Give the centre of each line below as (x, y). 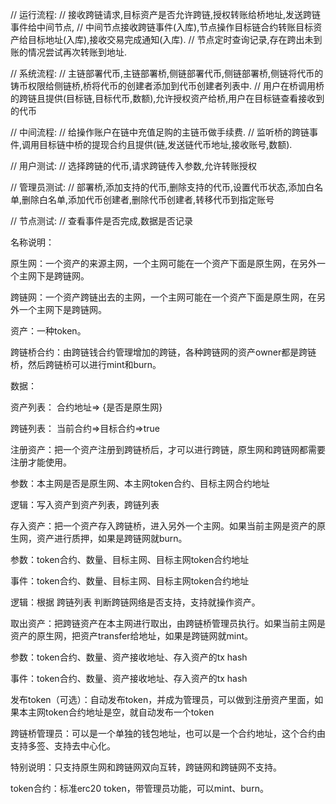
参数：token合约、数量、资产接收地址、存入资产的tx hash (129, 657)
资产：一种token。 (48, 331)
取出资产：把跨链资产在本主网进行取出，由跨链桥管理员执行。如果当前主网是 (168, 623)
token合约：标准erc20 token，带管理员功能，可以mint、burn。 (139, 788)
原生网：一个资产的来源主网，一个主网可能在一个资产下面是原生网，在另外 (163, 263)
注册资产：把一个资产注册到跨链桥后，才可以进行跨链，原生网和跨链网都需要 (168, 449)
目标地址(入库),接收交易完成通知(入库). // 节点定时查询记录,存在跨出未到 (175, 39)
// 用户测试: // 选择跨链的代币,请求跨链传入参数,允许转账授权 (134, 166)
